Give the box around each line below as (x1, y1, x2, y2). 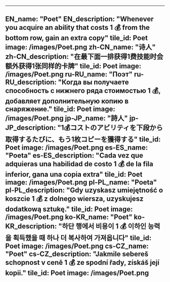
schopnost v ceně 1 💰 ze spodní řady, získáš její (5, 258, 159, 267)
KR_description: (5, 222, 57, 230)
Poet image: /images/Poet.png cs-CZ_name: (5, 242, 149, 251)
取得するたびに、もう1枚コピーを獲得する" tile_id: (5, 135, 161, 144)
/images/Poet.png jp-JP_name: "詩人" (5, 114, 128, 123)
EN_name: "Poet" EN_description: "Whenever (5, 15, 154, 23)
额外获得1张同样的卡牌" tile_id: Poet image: (5, 62, 142, 71)
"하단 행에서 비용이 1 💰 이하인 (58, 222, 147, 230)
